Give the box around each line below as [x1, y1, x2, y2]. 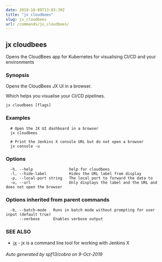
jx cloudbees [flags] [6, 103, 51, 108]
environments [6, 59, 34, 65]
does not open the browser [6, 184, 63, 190]
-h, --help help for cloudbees [10, 166, 110, 172]
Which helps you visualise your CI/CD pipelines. [6, 93, 105, 99]
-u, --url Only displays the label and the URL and [10, 180, 157, 185]
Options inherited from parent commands [6, 196, 110, 203]
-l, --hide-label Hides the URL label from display [10, 171, 142, 176]
